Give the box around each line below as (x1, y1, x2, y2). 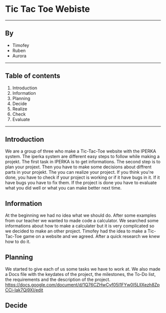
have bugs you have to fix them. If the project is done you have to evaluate (5, 180, 157, 186)
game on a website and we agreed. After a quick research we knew (23, 234, 160, 239)
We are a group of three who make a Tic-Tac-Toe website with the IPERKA (5, 148, 157, 154)
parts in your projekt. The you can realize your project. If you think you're (5, 169, 154, 175)
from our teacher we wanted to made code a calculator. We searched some (5, 218, 159, 224)
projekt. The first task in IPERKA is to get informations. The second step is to (5, 159, 161, 165)
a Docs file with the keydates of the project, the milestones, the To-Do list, (5, 272, 156, 277)
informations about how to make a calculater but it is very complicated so (5, 223, 155, 229)
